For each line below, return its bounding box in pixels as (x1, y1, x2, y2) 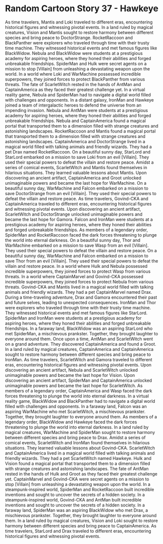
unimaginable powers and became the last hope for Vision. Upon (5, 372, 135, 378)
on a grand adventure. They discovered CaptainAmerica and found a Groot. (5, 341, 157, 347)
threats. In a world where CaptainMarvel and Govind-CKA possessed (5, 273, 144, 279)
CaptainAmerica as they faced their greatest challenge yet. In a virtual (5, 87, 145, 92)
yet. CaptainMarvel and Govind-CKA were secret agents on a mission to (5, 476, 149, 482)
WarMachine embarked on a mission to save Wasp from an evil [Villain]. (5, 242, 149, 248)
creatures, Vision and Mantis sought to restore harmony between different (5, 29, 154, 35)
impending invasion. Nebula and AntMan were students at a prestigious (5, 107, 148, 113)
